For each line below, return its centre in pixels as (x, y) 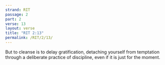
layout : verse (20, 28)
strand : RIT (18, 10)
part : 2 (13, 19)
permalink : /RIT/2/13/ (29, 38)
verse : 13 (16, 24)
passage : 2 (17, 14)
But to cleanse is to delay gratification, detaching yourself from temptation (82, 52)
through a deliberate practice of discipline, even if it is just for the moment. (83, 57)
